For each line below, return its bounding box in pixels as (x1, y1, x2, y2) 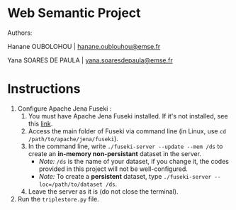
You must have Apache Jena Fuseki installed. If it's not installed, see (28, 111, 228, 120)
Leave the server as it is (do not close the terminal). (28, 187, 179, 196)
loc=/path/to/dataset (38, 181, 103, 188)
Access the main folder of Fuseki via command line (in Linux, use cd (28, 126, 227, 136)
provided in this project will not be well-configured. (38, 165, 188, 173)
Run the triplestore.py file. (17, 194, 99, 203)
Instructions (7, 81, 81, 97)
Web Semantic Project (7, 5, 141, 21)
